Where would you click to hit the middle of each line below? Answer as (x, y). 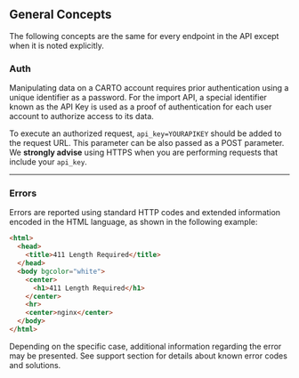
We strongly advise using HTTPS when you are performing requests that (144, 153)
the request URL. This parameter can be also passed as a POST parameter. (147, 143)
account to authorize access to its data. (81, 117)
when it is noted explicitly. (57, 45)
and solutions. (35, 365)
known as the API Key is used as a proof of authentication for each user (141, 107)
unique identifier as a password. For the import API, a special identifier (138, 98)
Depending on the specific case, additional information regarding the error (145, 346)
